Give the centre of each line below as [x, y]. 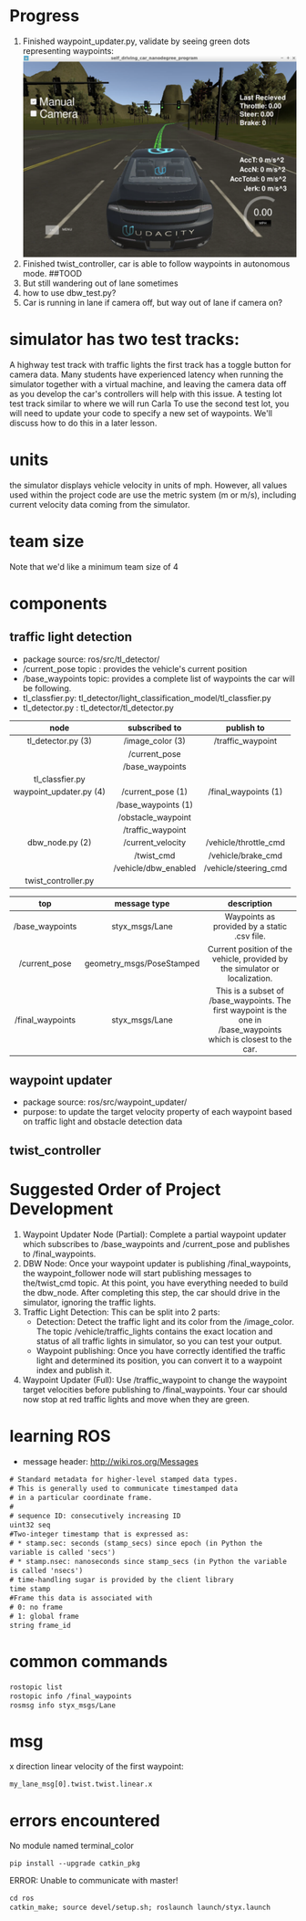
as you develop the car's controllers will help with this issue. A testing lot [146, 394]
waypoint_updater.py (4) [60, 792]
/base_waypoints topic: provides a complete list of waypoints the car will [159, 678]
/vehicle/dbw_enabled [155, 867]
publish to [246, 728]
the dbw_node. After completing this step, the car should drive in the [151, 1292]
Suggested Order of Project [115, 1189]
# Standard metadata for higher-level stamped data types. [124, 1479]
